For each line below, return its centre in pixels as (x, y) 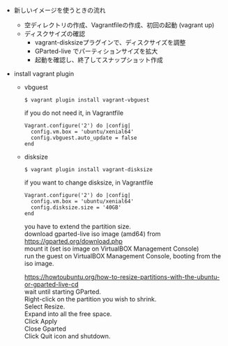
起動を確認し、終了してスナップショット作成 (99, 60)
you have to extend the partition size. (77, 226)
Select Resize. (45, 306)
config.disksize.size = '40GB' (76, 207)
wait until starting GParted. (62, 292)
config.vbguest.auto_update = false (84, 138)
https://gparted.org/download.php (74, 241)
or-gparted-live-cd (51, 284)
